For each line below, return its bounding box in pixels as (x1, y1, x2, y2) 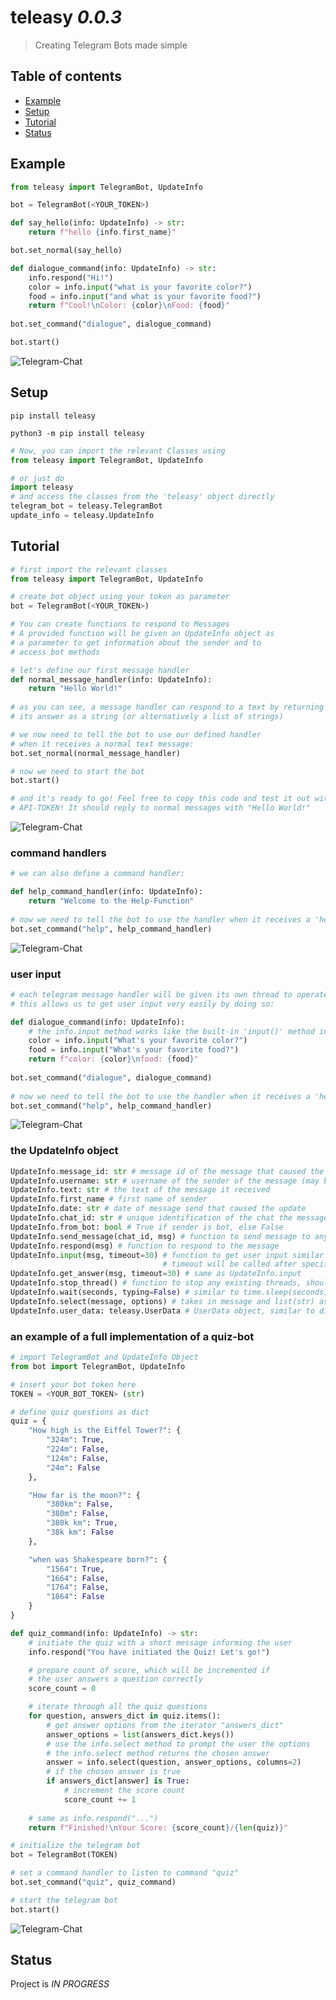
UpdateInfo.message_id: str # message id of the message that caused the (10, 1166, 325, 1176)
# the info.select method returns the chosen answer (46, 1748, 271, 1758)
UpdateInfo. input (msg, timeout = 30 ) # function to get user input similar (10, 1250, 325, 1260)
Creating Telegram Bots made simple (34, 39, 188, 51)
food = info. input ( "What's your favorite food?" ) (28, 1045, 240, 1055)
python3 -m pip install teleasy (10, 428, 145, 438)
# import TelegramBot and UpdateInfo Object (10, 1352, 199, 1362)
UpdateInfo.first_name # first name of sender (10, 1194, 208, 1205)
